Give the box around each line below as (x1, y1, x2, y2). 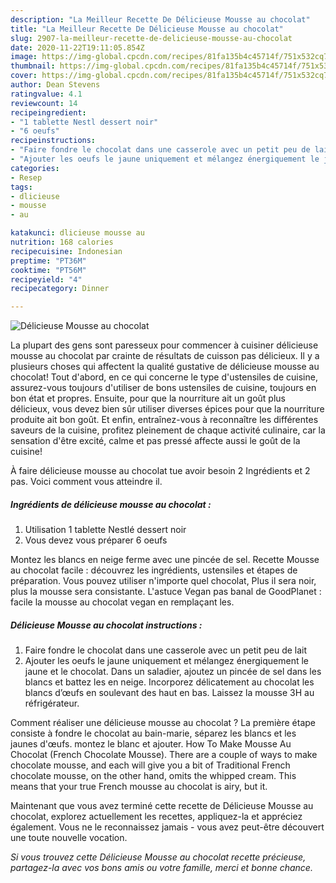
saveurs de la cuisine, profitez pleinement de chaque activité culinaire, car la (10, 424, 326, 436)
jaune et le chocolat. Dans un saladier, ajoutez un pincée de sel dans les (24, 666, 322, 678)
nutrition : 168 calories (10, 237, 114, 247)
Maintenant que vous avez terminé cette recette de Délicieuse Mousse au (10, 800, 314, 812)
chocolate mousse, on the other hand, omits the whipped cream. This (10, 770, 297, 782)
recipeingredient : (10, 107, 87, 118)
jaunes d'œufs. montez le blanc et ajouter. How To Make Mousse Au (10, 738, 292, 750)
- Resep (10, 172, 43, 183)
